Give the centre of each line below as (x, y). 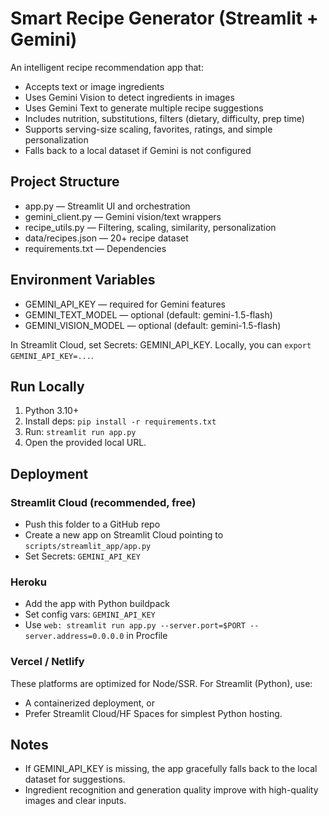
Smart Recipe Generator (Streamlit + (164, 18)
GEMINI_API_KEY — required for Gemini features (125, 304)
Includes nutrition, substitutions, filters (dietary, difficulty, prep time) (164, 118)
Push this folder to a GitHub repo (92, 524)
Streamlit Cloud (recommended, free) (103, 502)
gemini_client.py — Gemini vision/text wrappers (123, 216)
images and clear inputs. (75, 801)
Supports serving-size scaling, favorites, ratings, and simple (148, 129)
